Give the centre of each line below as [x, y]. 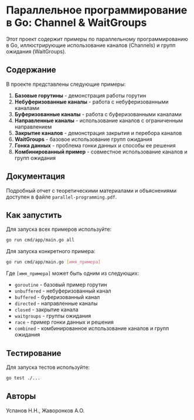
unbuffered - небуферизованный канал [63, 291]
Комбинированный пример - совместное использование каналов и [101, 152]
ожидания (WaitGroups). [36, 51]
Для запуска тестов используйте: [48, 367]
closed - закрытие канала [46, 310]
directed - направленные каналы [56, 304]
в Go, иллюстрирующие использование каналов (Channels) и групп [91, 45]
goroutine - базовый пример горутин [61, 285]
